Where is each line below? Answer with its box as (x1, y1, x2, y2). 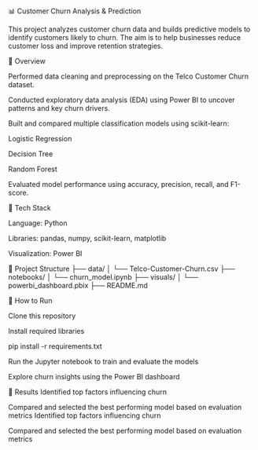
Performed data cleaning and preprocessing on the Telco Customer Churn (8, 71, 249, 81)
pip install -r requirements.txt (8, 342, 102, 351)
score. (8, 188, 29, 197)
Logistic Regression (8, 134, 72, 143)
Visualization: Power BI (8, 249, 83, 258)
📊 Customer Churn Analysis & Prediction (8, 6, 142, 16)
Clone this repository (8, 311, 76, 320)
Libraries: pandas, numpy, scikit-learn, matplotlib (8, 234, 167, 243)
